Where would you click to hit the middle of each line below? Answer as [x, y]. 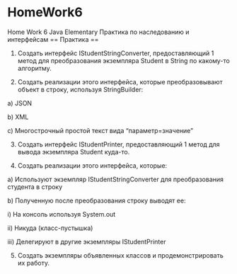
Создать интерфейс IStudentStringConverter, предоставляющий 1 [116, 53]
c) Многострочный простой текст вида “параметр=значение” [100, 130]
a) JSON [20, 103]
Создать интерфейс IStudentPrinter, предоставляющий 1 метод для [119, 144]
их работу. [33, 263]
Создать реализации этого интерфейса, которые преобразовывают [120, 81]
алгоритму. [34, 68]
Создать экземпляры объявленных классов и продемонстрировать [121, 255]
